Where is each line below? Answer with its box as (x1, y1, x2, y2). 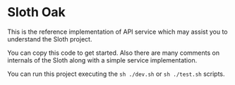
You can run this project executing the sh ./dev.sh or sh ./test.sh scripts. (7, 70, 225, 78)
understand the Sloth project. (7, 34, 92, 43)
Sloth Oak (7, 4, 66, 20)
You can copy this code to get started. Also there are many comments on (7, 48, 220, 57)
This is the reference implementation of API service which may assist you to (7, 27, 228, 36)
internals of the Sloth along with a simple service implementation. (7, 55, 198, 64)
